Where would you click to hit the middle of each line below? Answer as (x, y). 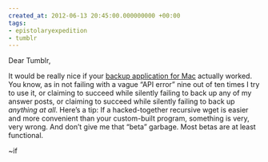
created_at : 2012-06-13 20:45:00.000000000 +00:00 (94, 16)
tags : (17, 23)
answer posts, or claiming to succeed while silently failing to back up (122, 101)
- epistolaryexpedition (48, 30)
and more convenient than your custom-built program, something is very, (129, 119)
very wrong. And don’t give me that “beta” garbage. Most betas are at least (132, 127)
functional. (26, 136)
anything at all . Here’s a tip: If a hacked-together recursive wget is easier (128, 110)
